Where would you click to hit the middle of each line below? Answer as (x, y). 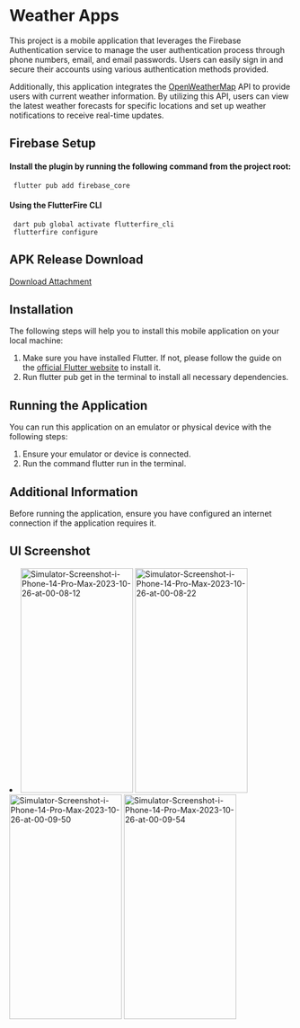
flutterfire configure (56, 232)
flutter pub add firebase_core (71, 185)
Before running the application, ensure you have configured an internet (141, 513)
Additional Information (74, 492)
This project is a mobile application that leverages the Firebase (125, 40)
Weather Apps (64, 16)
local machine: (36, 341)
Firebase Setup (53, 143)
